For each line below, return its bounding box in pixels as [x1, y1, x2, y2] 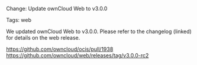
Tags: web [6, 17, 31, 23]
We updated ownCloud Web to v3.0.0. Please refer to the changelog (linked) [6, 28, 192, 35]
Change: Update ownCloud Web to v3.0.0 [6, 5, 108, 12]
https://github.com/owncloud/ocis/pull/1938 [6, 45, 114, 53]
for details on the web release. [6, 34, 80, 41]
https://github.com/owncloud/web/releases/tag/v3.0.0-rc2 [6, 52, 149, 58]
